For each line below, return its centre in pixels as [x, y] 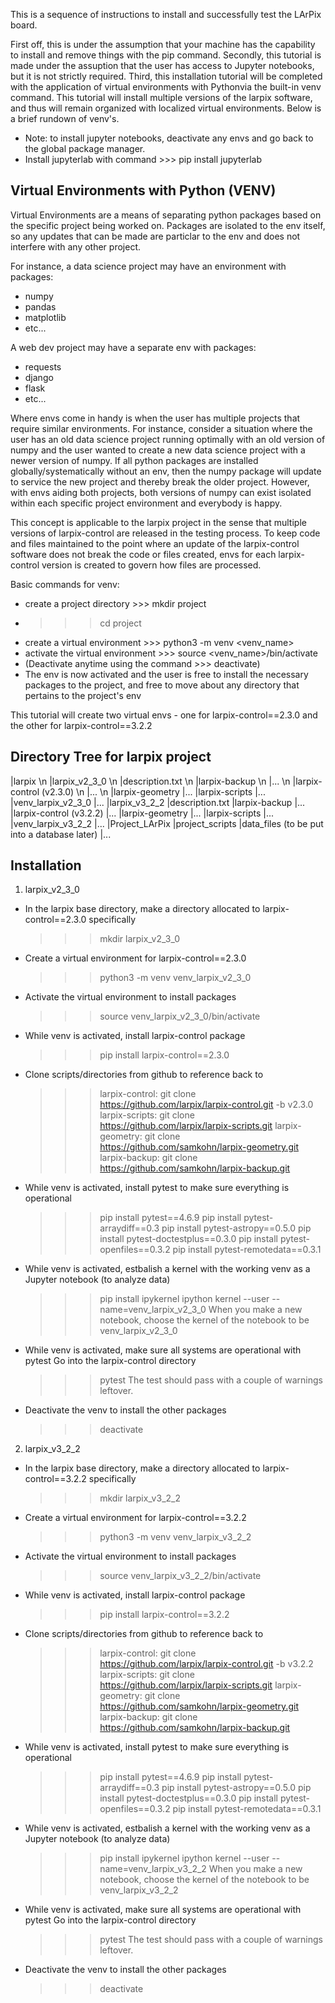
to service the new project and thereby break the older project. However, [160, 481]
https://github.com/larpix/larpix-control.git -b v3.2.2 [206, 1664]
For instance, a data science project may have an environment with [148, 266]
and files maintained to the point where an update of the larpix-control [155, 543]
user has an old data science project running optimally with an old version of [168, 439]
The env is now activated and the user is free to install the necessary [166, 674]
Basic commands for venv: [65, 584]
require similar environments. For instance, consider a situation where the [161, 428]
